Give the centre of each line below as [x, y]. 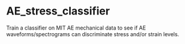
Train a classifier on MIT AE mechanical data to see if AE [76, 28]
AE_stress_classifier [58, 11]
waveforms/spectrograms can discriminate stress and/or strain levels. [93, 34]
